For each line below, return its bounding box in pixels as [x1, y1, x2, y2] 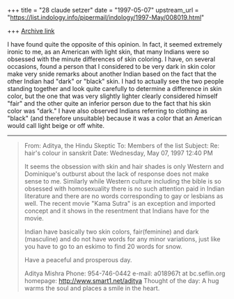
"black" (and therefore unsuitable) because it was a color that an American [7, 114, 222, 122]
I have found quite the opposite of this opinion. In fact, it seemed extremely [7, 40, 223, 48]
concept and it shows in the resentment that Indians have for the [24, 207, 210, 215]
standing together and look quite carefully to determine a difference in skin [7, 85, 222, 92]
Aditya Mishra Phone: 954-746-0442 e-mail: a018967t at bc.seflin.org [24, 269, 226, 277]
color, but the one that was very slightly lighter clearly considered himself [7, 92, 218, 100]
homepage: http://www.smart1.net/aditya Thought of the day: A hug [24, 277, 219, 284]
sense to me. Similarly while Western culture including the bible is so [24, 177, 221, 185]
